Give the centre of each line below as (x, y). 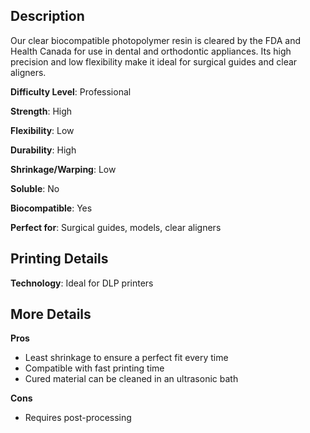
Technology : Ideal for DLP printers (82, 283)
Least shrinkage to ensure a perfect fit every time (126, 358)
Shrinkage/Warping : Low (63, 169)
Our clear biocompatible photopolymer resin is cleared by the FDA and (155, 40)
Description (47, 16)
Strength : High (41, 111)
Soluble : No (35, 188)
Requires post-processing (78, 418)
